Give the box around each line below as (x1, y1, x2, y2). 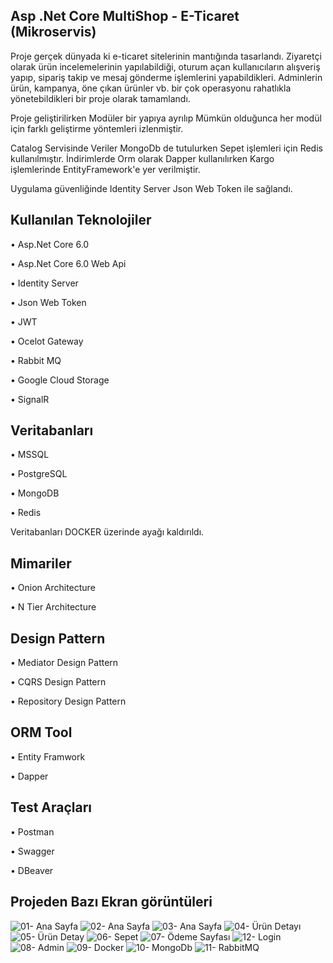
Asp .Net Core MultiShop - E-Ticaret (10, 8, 240, 25)
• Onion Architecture (10, 582, 96, 594)
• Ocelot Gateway (10, 335, 84, 347)
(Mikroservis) (10, 24, 97, 41)
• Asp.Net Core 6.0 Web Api (10, 257, 127, 269)
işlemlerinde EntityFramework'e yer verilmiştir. (10, 163, 201, 175)
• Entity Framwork (10, 750, 86, 763)
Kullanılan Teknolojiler (10, 212, 152, 229)
